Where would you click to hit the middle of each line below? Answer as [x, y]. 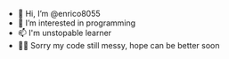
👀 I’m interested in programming [77, 23]
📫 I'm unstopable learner [65, 33]
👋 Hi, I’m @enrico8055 [59, 14]
